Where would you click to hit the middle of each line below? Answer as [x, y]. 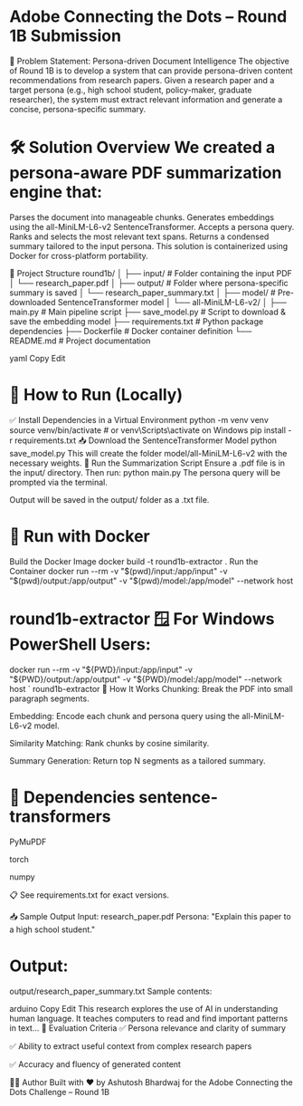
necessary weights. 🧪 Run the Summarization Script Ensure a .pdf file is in [147, 463]
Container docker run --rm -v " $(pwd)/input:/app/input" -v [118, 571]
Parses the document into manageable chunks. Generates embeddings [142, 217]
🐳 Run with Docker [80, 536]
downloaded [33, 302]
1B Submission [66, 36]
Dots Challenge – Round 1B [60, 1092]
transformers [60, 816]
